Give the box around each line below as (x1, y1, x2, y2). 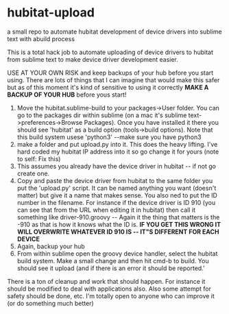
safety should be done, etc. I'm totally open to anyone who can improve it (7, 291, 215, 300)
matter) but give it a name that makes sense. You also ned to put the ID (16, 191, 218, 200)
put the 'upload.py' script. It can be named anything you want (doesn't (16, 184, 217, 192)
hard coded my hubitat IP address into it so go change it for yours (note (16, 147, 219, 156)
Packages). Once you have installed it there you (84, 118, 219, 126)
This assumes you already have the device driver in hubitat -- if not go (16, 162, 216, 170)
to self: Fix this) (16, 154, 61, 162)
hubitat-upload (7, 5, 95, 21)
